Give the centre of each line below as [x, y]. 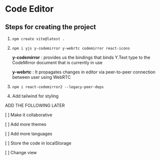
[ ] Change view [21, 152]
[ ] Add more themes [26, 124]
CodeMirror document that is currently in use [57, 62]
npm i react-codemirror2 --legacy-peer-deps [58, 87]
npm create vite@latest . [38, 39]
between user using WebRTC [41, 77]
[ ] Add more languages [29, 134]
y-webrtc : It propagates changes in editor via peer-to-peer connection [84, 72]
